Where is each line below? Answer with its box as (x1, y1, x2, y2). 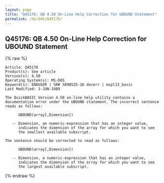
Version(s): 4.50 (5, 73, 41, 79)
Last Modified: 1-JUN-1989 (5, 87, 60, 92)
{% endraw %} (5, 173, 35, 179)
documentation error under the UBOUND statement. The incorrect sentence (5, 100, 160, 105)
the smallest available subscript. (18, 130, 91, 135)
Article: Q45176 (5, 65, 38, 70)
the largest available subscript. (18, 164, 89, 169)
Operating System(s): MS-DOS (5, 78, 65, 83)
